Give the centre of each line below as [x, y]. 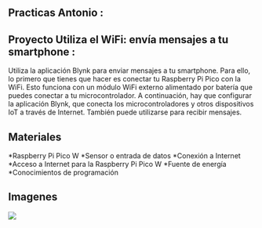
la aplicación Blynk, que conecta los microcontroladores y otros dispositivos [131, 104]
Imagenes [33, 197]
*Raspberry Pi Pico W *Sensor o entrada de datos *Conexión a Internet [124, 156]
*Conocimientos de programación [64, 172]
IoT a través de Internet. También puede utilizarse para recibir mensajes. [125, 112]
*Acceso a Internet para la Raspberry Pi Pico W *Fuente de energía [117, 165]
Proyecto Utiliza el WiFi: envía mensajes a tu [118, 40]
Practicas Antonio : [56, 13]
